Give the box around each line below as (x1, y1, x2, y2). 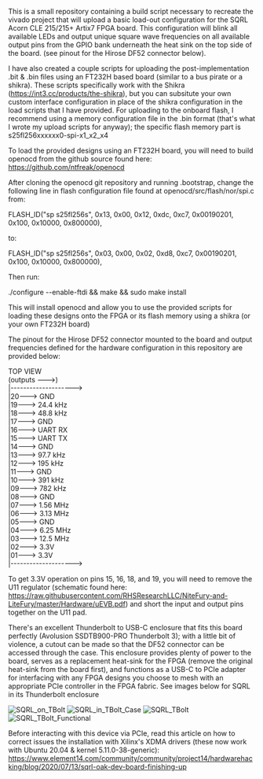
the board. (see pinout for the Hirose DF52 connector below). (8, 49, 206, 57)
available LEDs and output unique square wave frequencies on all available (8, 31, 250, 41)
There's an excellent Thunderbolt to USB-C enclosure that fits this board (8, 623, 243, 632)
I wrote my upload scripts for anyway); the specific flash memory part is (8, 122, 241, 131)
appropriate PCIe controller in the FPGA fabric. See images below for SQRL (8, 681, 251, 691)
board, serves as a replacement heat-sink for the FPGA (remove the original (8, 656, 254, 666)
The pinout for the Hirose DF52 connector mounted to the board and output (8, 334, 253, 344)
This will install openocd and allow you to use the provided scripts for (8, 303, 232, 312)
